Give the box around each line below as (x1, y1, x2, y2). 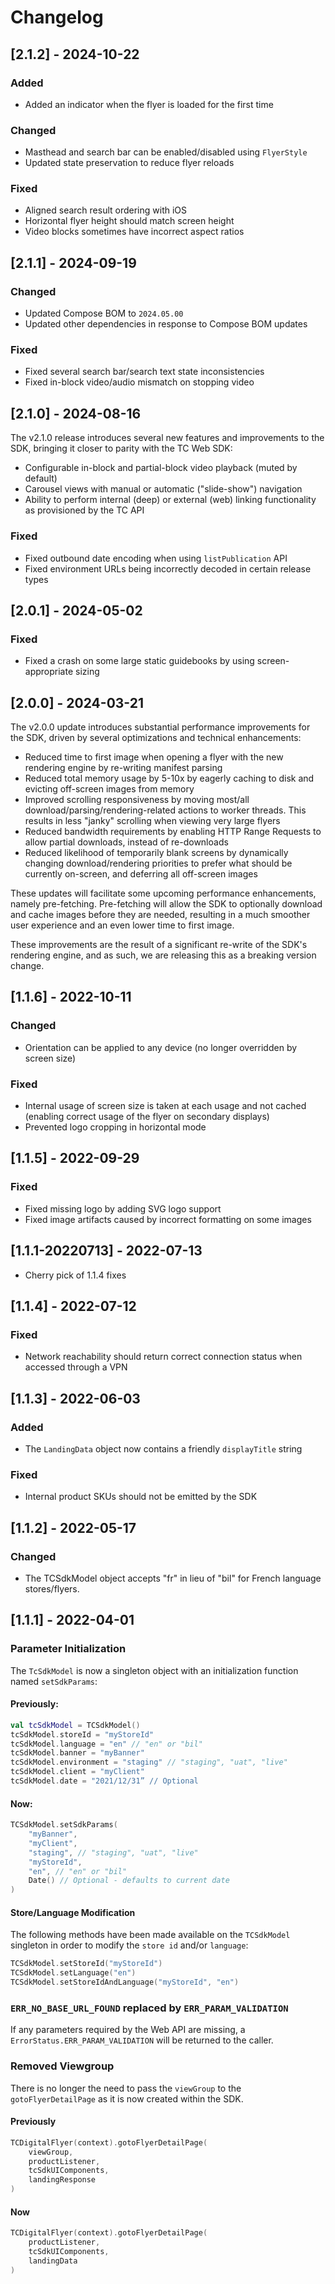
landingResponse (28, 2175, 97, 2185)
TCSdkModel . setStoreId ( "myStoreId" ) (10, 1959, 163, 1969)
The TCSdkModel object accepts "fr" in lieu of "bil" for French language (24, 1572, 322, 1584)
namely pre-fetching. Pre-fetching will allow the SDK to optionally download (10, 898, 323, 910)
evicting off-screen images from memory (24, 783, 195, 795)
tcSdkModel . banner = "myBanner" (10, 1748, 145, 1758)
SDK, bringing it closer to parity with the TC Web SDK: (10, 442, 233, 455)
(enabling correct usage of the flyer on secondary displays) (24, 1111, 270, 1123)
